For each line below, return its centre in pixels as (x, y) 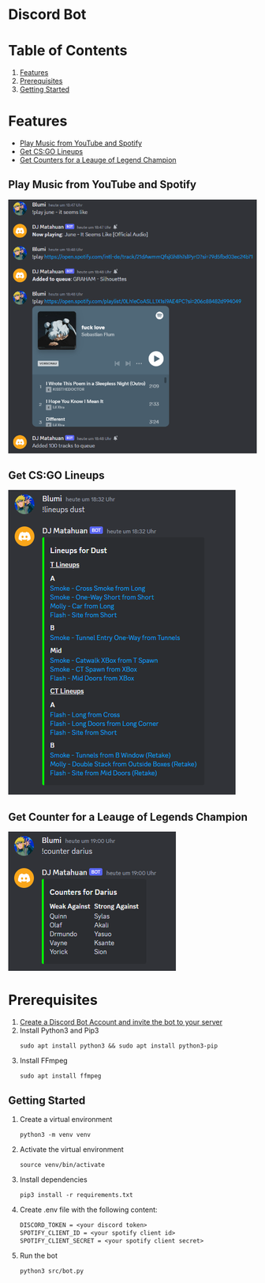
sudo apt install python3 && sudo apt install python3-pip (119, 1046)
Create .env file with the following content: (88, 1210)
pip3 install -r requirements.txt (76, 1195)
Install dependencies (54, 1180)
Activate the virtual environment (71, 1149)
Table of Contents (68, 51)
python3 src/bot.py (52, 1271)
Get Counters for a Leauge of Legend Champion (98, 160)
